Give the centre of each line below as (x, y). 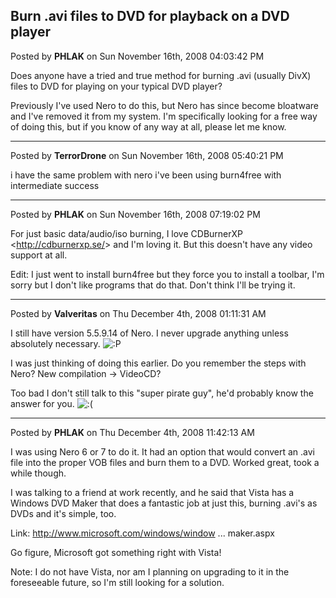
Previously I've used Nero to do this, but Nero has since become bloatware (165, 105)
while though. (38, 473)
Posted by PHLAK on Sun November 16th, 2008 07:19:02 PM (135, 214)
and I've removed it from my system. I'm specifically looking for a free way (164, 116)
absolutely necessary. (55, 343)
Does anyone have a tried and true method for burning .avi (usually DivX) (161, 75)
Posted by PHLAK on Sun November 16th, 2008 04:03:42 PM (137, 56)
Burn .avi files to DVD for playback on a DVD (150, 16)
